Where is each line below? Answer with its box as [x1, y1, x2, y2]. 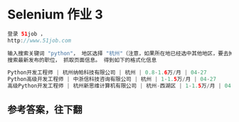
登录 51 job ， [7, 30, 46, 38]
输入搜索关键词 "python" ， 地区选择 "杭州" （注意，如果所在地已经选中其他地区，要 [7, 50, 224, 57]
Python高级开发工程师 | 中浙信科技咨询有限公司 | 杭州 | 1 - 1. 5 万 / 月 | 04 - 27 [7, 76, 217, 83]
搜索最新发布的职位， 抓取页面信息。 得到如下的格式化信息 [7, 56, 157, 64]
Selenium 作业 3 [7, 6, 103, 23]
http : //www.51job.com [7, 37, 72, 44]
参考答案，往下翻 [7, 104, 83, 116]
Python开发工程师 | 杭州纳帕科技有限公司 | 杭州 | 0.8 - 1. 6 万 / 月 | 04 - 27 [7, 69, 208, 77]
